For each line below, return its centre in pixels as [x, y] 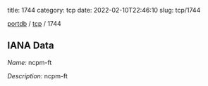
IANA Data [31, 46]
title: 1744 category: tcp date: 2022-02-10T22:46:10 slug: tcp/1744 [104, 10]
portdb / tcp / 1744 [34, 23]
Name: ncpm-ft [30, 62]
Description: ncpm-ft [38, 76]
